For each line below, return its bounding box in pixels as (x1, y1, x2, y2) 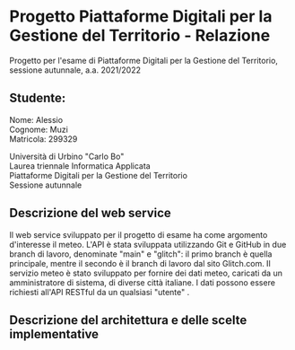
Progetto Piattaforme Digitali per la (9, 6, 273, 27)
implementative (9, 326, 100, 342)
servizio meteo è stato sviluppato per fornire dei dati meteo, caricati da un (9, 267, 282, 278)
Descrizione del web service (9, 206, 172, 221)
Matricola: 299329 (9, 133, 78, 144)
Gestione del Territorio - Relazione (9, 25, 271, 46)
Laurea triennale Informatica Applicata (9, 160, 151, 171)
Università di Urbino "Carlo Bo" (9, 151, 125, 162)
